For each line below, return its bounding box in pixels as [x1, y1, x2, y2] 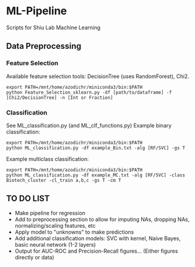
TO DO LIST [6, 194, 50, 204]
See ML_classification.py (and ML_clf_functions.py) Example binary [6, 122, 172, 129]
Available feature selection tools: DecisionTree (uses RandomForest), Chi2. [6, 73, 190, 80]
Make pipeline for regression [14, 209, 85, 216]
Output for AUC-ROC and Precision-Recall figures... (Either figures [14, 247, 178, 254]
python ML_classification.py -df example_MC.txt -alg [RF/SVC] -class [6, 172, 185, 178]
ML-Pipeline [6, 4, 67, 18]
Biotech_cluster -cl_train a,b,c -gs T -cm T [6, 177, 121, 183]
